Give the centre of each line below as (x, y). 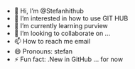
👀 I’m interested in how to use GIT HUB (71, 18)
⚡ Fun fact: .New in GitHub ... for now (68, 59)
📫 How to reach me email (52, 41)
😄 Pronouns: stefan (43, 51)
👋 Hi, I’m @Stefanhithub (49, 11)
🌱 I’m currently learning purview (61, 26)
